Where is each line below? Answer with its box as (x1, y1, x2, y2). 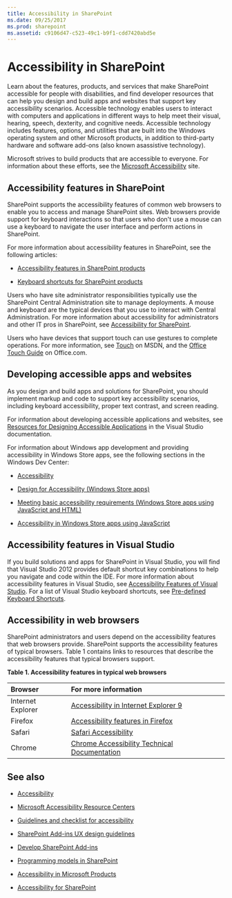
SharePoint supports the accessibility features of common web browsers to (7, 200, 222, 209)
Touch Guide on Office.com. (7, 349, 88, 357)
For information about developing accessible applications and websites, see (7, 415, 223, 423)
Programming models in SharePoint (17, 856, 119, 865)
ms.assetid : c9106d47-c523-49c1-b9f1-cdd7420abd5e (7, 29, 156, 37)
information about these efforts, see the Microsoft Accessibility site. (7, 162, 200, 170)
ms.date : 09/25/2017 (7, 17, 67, 24)
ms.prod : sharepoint (7, 23, 67, 30)
